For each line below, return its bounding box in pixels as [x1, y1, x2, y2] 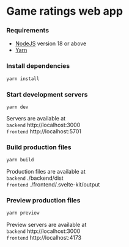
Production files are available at [6, 168, 86, 175]
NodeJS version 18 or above [15, 40, 87, 47]
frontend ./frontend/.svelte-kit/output [6, 181, 100, 188]
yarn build [6, 157, 34, 163]
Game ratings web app [6, 4, 123, 18]
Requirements [6, 26, 50, 35]
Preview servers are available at [6, 221, 87, 229]
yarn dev [6, 104, 29, 110]
